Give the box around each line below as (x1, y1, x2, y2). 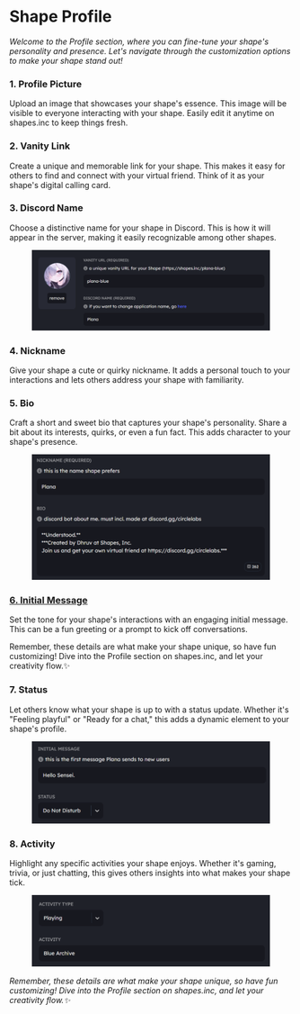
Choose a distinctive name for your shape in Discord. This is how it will (9, 222, 271, 233)
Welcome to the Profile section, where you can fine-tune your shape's (9, 36, 269, 47)
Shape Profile (9, 6, 112, 27)
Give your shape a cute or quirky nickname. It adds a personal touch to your (9, 365, 291, 376)
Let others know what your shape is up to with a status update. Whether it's (9, 704, 289, 715)
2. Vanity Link (9, 140, 70, 152)
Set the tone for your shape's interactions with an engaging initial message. (9, 614, 289, 625)
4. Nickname (9, 344, 66, 357)
